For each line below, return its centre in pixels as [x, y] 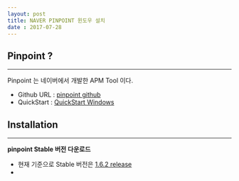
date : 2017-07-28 [34, 27]
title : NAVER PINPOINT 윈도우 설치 [56, 21]
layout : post [27, 14]
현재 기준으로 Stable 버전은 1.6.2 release [75, 164]
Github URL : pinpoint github [59, 95]
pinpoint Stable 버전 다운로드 [49, 149]
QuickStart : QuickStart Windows [66, 102]
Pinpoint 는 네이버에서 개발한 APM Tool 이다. [70, 81]
